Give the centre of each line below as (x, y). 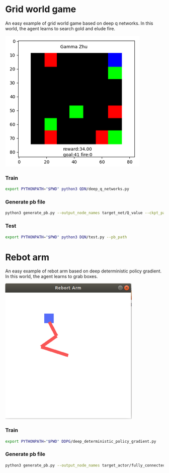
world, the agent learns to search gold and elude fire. (60, 28)
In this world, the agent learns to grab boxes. (52, 277)
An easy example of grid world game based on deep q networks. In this (79, 23)
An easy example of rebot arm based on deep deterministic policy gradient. (83, 271)
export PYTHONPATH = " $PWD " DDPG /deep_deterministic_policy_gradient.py (81, 441)
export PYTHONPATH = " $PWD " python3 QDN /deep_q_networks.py (67, 189)
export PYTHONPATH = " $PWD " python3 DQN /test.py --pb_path (66, 237)
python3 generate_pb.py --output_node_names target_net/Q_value (74, 213)
